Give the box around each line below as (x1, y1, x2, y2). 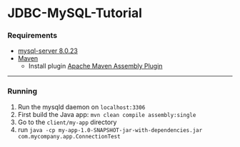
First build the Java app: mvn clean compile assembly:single (17, 110, 196, 118)
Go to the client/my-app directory (17, 118, 117, 126)
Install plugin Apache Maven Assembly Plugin (28, 62, 163, 71)
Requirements (7, 31, 58, 41)
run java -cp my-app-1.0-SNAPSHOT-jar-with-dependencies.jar (17, 125, 203, 133)
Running (7, 86, 38, 96)
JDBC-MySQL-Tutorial (7, 5, 143, 21)
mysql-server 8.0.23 (17, 46, 79, 55)
